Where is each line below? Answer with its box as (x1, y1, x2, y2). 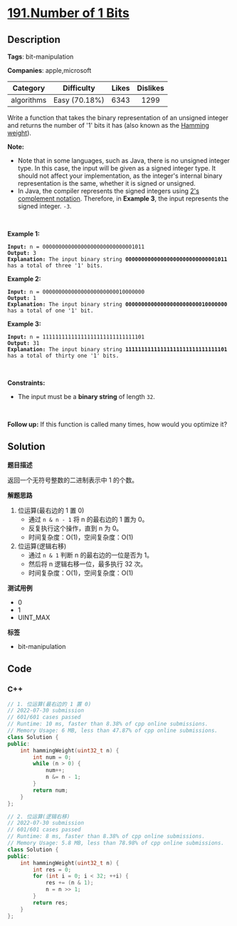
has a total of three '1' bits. (7, 262, 103, 269)
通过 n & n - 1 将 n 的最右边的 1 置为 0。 (28, 515, 149, 523)
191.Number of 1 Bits (7, 5, 130, 21)
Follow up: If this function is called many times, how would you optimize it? (7, 420, 228, 428)
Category (12, 84, 46, 93)
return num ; (33, 787, 69, 794)
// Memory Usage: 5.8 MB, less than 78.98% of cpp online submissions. (7, 840, 224, 847)
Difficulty (63, 84, 95, 93)
